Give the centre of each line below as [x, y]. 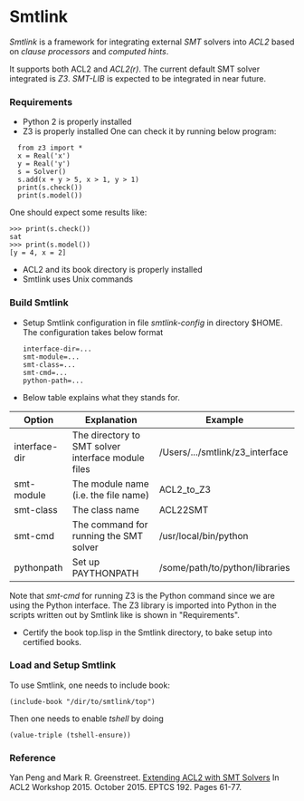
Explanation [111, 420]
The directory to [106, 435]
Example [224, 420]
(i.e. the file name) [110, 495]
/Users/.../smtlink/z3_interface [223, 452]
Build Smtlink [39, 303]
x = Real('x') [44, 156]
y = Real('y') [44, 164]
